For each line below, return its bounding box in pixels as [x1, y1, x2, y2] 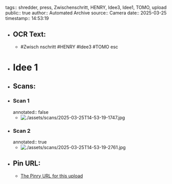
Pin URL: [12, 159, 41, 168]
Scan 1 [12, 97, 30, 105]
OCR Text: [12, 30, 46, 39]
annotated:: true [12, 138, 47, 145]
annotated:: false [12, 109, 49, 115]
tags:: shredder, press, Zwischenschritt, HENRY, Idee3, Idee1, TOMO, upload [5, 5, 167, 10]
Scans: [12, 82, 36, 91]
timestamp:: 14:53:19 [5, 15, 49, 21]
